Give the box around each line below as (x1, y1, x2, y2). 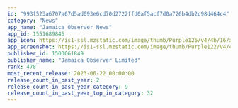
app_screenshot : (7, 43, 55, 50)
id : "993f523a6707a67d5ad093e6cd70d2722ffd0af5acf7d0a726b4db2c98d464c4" (7, 10, 230, 18)
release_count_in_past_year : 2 (7, 76, 100, 84)
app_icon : (7, 37, 37, 44)
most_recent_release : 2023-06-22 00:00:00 (7, 70, 135, 77)
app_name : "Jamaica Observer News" (7, 23, 113, 31)
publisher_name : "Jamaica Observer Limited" (7, 57, 141, 64)
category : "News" (7, 17, 59, 24)
